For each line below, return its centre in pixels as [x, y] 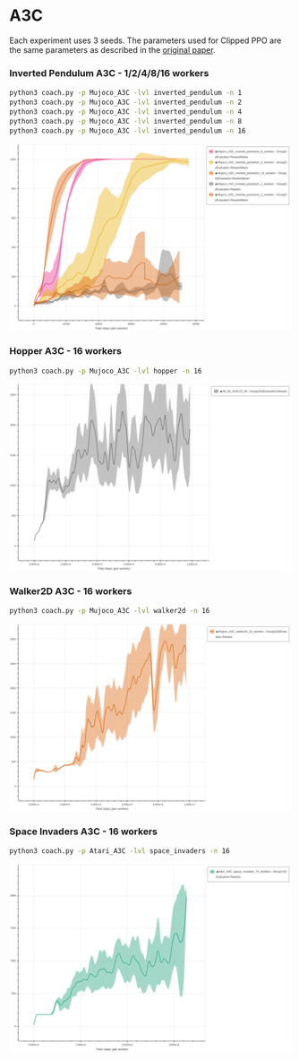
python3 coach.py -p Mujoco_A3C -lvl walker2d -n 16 [110, 611]
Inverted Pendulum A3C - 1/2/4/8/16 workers [109, 73]
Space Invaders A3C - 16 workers [84, 832]
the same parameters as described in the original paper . [113, 49]
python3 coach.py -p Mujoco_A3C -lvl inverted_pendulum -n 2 [126, 103]
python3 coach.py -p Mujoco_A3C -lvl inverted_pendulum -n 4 [126, 112]
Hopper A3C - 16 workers [66, 351]
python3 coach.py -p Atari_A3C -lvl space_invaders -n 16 [120, 851]
